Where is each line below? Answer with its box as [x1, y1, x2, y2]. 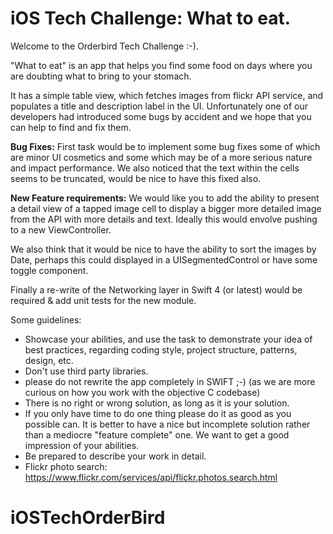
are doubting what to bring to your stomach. [10, 70, 192, 82]
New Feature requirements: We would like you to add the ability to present [10, 192, 320, 204]
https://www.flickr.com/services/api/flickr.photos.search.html [24, 471, 278, 483]
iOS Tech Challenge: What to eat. [10, 7, 292, 30]
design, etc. [24, 354, 74, 366]
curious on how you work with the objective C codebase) [24, 386, 261, 398]
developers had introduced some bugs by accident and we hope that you [10, 110, 312, 122]
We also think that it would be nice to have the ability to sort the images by [10, 243, 317, 255]
